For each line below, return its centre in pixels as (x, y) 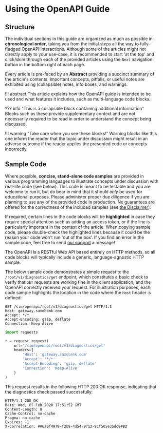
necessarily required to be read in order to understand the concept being (78, 119)
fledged (13, 49)
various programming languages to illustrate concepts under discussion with (82, 181)
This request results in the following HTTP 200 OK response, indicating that (81, 387)
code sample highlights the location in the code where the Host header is (78, 292)
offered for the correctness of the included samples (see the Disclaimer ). (78, 207)
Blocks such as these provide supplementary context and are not (70, 114)
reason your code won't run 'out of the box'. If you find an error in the (75, 237)
